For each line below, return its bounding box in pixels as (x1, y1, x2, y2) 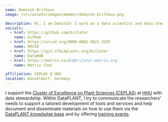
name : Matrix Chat (14, 63, 52, 68)
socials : (5, 25, 23, 30)
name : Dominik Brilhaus (5, 7, 55, 12)
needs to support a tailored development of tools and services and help (5, 101, 152, 106)
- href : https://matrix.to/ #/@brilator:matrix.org (9, 58, 117, 63)
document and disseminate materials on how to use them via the (5, 106, 138, 112)
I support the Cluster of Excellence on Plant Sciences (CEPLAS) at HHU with (5, 90, 162, 96)
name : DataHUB (14, 53, 43, 58)
